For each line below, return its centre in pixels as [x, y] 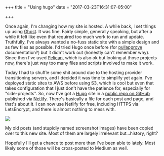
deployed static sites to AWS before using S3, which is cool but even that [80, 83]
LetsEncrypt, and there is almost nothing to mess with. [61, 109]
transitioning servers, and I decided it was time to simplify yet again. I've [79, 78]
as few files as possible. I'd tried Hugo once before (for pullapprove [74, 47]
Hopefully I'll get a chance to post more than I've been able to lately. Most [80, 143]
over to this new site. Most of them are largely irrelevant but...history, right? [82, 133]
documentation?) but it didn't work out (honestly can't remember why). [77, 52]
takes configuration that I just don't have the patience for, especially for [78, 88]
